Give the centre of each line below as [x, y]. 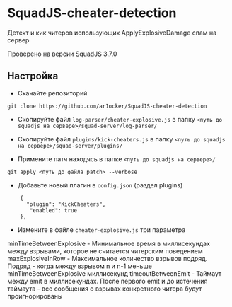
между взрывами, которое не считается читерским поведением [105, 251]
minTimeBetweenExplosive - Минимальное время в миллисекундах [109, 243]
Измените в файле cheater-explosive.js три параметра [101, 230]
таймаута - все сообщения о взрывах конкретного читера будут [105, 289]
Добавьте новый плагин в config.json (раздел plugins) [100, 185]
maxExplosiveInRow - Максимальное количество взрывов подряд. [108, 258]
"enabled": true [53, 210]
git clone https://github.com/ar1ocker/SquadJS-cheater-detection [107, 106]
